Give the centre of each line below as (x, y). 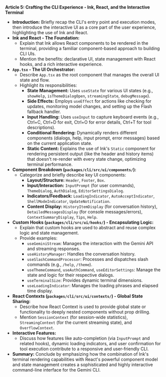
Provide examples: (39, 238)
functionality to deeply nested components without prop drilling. (85, 312)
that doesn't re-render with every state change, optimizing (86, 159)
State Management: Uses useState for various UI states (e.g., (90, 91)
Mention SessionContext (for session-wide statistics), (74, 317)
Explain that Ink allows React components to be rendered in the (84, 43)
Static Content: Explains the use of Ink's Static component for (91, 149)
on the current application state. (60, 143)
